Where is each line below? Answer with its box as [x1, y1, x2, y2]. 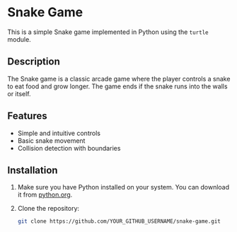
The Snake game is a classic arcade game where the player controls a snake [7, 74, 231, 83]
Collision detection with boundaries [17, 144, 121, 152]
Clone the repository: [17, 204, 80, 213]
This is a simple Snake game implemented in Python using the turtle [7, 28, 209, 36]
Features [7, 110, 47, 122]
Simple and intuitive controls [17, 129, 101, 137]
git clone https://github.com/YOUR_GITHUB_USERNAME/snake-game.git [17, 218, 221, 225]
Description [7, 56, 60, 68]
